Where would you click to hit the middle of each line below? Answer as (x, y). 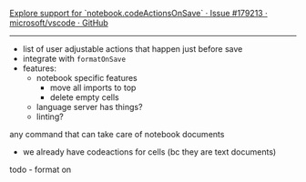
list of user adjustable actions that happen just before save (133, 49)
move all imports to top (93, 87)
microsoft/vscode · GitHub (59, 23)
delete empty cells (85, 97)
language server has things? (89, 107)
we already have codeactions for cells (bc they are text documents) (149, 152)
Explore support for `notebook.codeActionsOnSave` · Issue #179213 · (138, 13)
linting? (50, 116)
